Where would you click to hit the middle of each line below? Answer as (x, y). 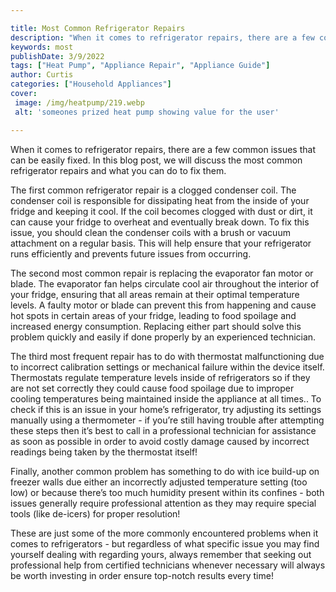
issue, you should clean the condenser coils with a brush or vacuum (150, 232)
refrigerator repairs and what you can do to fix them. (118, 170)
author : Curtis (42, 75)
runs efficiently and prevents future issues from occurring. (131, 253)
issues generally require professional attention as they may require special (163, 503)
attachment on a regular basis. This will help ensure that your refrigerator (161, 243)
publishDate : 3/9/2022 (57, 56)
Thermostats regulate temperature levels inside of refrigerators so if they (160, 377)
